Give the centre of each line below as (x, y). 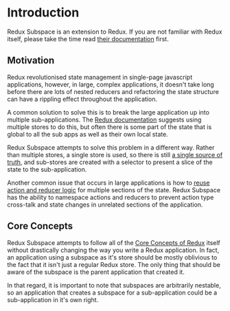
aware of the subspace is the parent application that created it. (96, 272)
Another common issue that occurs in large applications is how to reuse (108, 183)
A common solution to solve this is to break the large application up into (108, 112)
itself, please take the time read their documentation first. (88, 38)
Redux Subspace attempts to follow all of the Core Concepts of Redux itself (114, 242)
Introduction (43, 13)
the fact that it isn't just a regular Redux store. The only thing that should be (114, 264)
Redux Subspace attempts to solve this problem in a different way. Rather (111, 147)
